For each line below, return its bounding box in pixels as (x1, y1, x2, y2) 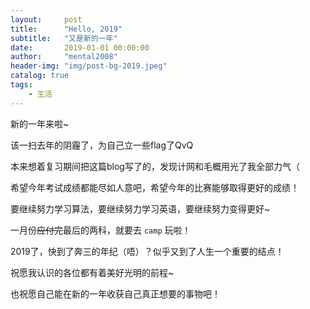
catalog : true (10, 71, 70, 81)
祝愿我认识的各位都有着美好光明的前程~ (10, 266, 175, 278)
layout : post (10, 14, 83, 25)
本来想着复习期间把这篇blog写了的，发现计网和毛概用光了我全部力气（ (10, 160, 300, 172)
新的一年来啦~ (10, 117, 70, 130)
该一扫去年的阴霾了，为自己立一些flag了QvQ (10, 139, 194, 151)
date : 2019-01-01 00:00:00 (10, 42, 150, 53)
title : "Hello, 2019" (10, 24, 123, 34)
